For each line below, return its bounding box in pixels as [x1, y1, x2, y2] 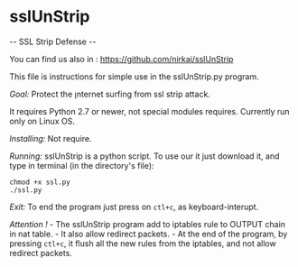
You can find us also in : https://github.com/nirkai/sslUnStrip [9, 53, 234, 64]
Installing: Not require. [9, 133, 92, 143]
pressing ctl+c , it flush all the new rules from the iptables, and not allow [9, 237, 277, 249]
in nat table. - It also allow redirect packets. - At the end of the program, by [9, 228, 288, 239]
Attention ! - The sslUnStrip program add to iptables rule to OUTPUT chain [9, 218, 286, 229]
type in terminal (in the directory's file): [9, 160, 154, 170]
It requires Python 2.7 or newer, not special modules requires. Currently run [9, 106, 291, 116]
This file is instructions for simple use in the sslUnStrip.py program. [9, 70, 259, 82]
